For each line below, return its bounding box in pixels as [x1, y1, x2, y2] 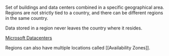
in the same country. [5, 15, 48, 21]
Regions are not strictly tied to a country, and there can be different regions [5, 10, 163, 16]
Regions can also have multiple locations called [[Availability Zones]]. [5, 45, 151, 50]
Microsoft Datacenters [5, 35, 52, 41]
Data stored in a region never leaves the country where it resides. [5, 25, 143, 31]
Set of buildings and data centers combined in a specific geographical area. [5, 5, 164, 10]
